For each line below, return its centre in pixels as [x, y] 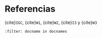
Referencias [30, 9]
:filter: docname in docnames [36, 31]
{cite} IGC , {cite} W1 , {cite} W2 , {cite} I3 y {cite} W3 [51, 22]
